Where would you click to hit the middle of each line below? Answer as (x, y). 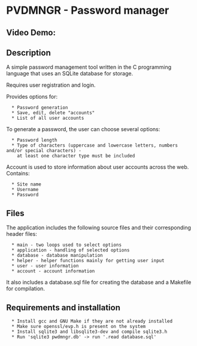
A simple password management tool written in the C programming (89, 67)
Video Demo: (31, 33)
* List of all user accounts (48, 118)
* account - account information (53, 271)
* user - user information (45, 266)
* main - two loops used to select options (66, 245)
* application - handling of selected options (71, 250)
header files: (22, 234)
